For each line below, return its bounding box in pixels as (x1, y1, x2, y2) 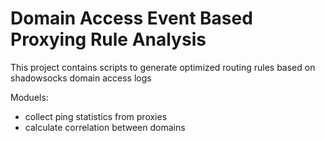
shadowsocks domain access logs (10, 72, 152, 84)
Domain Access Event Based (10, 7, 253, 30)
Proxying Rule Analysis (10, 28, 207, 51)
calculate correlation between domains (24, 121, 186, 133)
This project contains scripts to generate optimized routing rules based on (10, 61, 316, 73)
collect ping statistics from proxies (24, 110, 168, 122)
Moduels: (10, 91, 49, 103)
